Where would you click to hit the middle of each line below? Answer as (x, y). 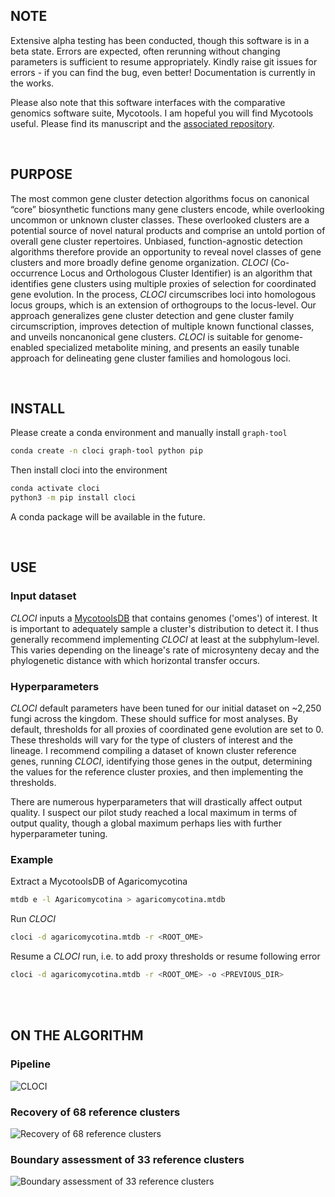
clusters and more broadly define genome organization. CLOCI (139, 262)
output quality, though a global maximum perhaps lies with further (146, 823)
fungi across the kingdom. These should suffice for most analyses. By (154, 719)
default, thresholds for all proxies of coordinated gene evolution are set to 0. (167, 730)
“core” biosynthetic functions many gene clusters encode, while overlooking (167, 209)
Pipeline (30, 1064)
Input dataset (43, 596)
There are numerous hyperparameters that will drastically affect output (156, 802)
